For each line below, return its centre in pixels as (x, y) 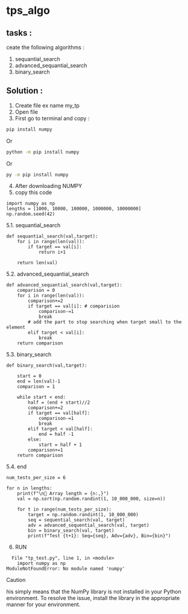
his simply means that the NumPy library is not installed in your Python (94, 592)
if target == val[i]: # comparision (74, 306)
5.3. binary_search (29, 355)
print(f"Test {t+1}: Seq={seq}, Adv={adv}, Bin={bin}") (99, 536)
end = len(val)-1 (39, 381)
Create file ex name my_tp (47, 105)
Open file (26, 112)
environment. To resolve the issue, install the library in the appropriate (93, 598)
